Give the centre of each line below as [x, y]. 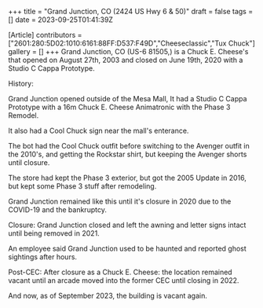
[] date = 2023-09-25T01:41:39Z [61, 20]
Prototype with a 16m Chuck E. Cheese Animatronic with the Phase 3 [119, 107]
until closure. [29, 163]
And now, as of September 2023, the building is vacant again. [108, 295]
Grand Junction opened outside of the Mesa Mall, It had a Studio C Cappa [128, 99]
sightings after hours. [42, 257]
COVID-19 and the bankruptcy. [58, 210]
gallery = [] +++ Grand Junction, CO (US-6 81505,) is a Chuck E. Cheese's [128, 51]
